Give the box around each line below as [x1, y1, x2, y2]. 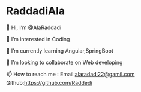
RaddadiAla [6, 4, 65, 18]
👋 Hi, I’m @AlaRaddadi [6, 24, 62, 31]
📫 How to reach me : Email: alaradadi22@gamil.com [6, 70, 135, 78]
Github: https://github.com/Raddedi [6, 79, 92, 86]
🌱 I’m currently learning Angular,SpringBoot [6, 47, 114, 54]
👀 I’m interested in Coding [6, 35, 70, 42]
